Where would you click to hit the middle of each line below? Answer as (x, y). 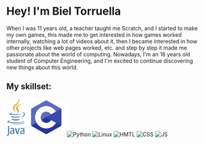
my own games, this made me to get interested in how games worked (94, 34)
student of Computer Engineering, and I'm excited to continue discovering (100, 61)
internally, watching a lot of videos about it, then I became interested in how (102, 41)
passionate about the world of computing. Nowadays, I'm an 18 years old (98, 54)
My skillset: (29, 87)
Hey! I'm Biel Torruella (64, 11)
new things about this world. (42, 67)
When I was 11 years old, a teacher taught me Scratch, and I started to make (102, 28)
